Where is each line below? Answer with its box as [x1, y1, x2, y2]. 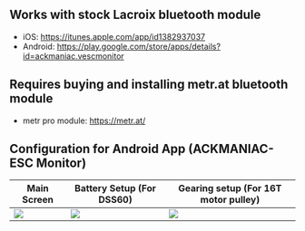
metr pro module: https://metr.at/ [22, 115, 146, 126]
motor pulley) [200, 194, 261, 207]
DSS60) [98, 194, 133, 207]
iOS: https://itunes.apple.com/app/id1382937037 [22, 31, 206, 42]
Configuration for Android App [9, 141, 186, 157]
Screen [22, 194, 54, 207]
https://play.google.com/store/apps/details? [56, 41, 221, 52]
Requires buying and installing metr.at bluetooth [9, 77, 289, 92]
